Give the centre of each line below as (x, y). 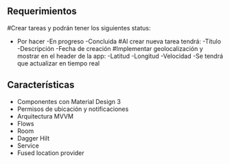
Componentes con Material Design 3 (69, 101)
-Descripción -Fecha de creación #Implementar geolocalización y (110, 48)
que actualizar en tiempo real (58, 63)
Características (41, 85)
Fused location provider (50, 153)
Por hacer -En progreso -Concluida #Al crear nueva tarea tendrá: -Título (119, 41)
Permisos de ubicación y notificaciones (73, 109)
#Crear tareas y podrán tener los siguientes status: (79, 28)
